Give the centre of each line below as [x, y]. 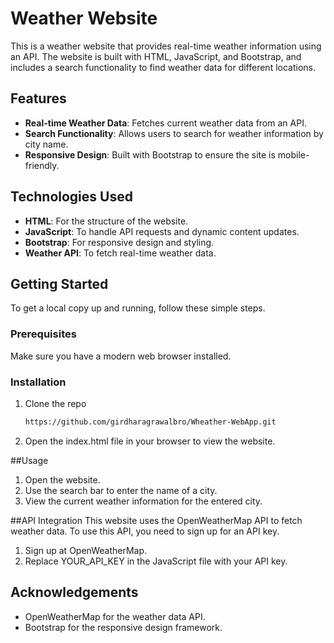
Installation [38, 382]
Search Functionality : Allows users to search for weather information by [174, 133]
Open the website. [62, 479]
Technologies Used [71, 197]
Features [38, 98]
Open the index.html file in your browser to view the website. [150, 441]
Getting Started [59, 283]
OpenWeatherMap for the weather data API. [115, 616]
